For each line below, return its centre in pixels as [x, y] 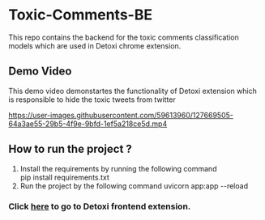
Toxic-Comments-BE [80, 15]
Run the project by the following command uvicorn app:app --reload [134, 186]
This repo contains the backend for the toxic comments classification [124, 37]
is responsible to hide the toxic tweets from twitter [92, 99]
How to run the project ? [70, 149]
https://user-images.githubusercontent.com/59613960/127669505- [121, 115]
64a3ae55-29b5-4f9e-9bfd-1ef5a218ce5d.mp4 [88, 124]
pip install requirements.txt [64, 177]
